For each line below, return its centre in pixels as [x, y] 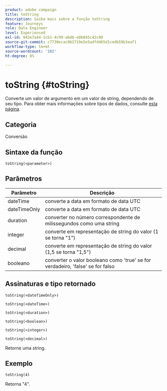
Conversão [16, 136]
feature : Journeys [24, 24]
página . [13, 109]
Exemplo [19, 363]
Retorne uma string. [25, 348]
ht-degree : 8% [20, 56]
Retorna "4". [18, 384]
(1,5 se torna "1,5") [68, 252]
